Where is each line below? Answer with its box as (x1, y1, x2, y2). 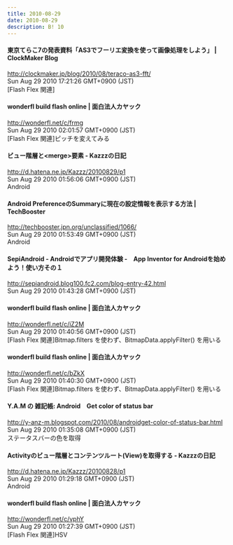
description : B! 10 (7, 23, 64, 30)
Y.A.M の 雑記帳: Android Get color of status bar (7, 402, 154, 411)
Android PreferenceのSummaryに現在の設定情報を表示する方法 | (7, 199, 197, 207)
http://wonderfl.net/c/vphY (7, 515, 85, 523)
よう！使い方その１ (7, 263, 63, 272)
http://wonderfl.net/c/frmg (7, 118, 84, 127)
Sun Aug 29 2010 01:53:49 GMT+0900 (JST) (7, 230, 136, 239)
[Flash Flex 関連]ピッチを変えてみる (7, 134, 110, 142)
